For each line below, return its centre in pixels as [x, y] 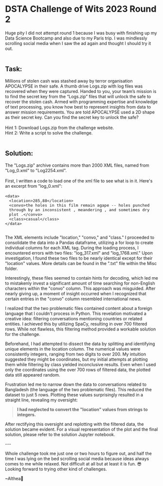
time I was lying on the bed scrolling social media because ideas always [77, 459]
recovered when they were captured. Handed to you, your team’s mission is [81, 91]
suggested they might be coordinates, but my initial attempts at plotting [76, 359]
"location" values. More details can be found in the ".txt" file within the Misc [81, 263]
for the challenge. [23, 334]
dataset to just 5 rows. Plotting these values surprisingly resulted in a [74, 395]
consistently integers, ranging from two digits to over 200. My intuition [75, 354]
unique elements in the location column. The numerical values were [73, 349]
